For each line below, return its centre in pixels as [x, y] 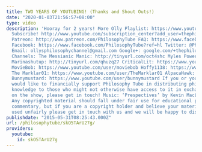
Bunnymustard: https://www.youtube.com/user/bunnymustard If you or [99, 78]
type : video [21, 23]
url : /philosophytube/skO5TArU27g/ [51, 123]
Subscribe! [25, 34]
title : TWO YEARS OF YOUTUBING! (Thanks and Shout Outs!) [80, 12]
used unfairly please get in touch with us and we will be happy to [99, 112]
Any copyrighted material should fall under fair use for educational [102, 101]
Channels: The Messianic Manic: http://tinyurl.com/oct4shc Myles [96, 56]
